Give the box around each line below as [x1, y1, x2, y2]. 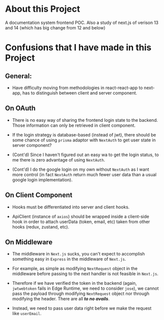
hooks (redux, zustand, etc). [12, 224, 70, 229]
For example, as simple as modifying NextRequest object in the [12, 266, 138, 272]
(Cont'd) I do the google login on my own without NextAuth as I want [12, 166, 149, 172]
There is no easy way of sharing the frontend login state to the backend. [12, 117, 158, 123]
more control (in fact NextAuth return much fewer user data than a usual [12, 171, 157, 177]
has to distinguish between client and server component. [22, 90, 138, 96]
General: [5, 72, 32, 80]
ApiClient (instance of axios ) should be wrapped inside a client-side [12, 213, 149, 219]
